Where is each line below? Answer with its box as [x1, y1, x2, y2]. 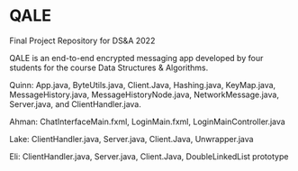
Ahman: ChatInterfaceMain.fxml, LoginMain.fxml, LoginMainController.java [9, 116, 285, 127]
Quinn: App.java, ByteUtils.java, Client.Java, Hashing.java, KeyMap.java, [9, 79, 276, 90]
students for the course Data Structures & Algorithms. [9, 62, 209, 73]
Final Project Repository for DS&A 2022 [9, 35, 156, 46]
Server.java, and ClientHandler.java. [9, 98, 141, 109]
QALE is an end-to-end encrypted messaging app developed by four [9, 52, 264, 63]
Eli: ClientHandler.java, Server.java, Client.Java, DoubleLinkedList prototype [9, 150, 289, 162]
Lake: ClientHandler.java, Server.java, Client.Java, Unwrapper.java [9, 133, 254, 144]
